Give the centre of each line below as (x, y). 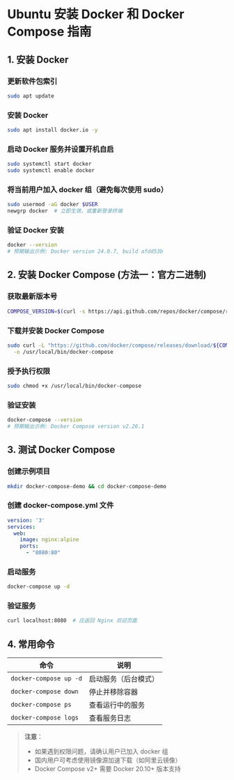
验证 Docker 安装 (36, 230)
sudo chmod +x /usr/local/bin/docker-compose (74, 386)
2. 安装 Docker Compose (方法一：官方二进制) (107, 275)
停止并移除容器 (113, 692)
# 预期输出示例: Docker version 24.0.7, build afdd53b (85, 251)
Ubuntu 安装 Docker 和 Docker (96, 14)
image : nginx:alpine (49, 540)
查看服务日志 (110, 718)
